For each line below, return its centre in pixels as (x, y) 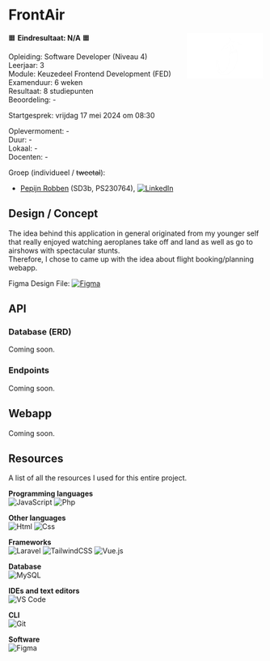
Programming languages (51, 494)
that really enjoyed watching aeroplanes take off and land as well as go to (131, 241)
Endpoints (29, 370)
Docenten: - (28, 156)
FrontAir (37, 15)
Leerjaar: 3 (26, 65)
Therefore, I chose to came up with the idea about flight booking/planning (131, 259)
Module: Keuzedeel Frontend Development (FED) (90, 74)
